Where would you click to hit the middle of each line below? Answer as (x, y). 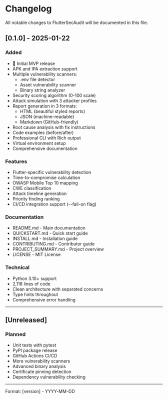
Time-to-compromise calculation (46, 177)
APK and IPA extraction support (45, 68)
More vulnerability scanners (41, 361)
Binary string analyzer (42, 90)
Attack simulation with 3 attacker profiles (54, 100)
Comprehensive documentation (45, 148)
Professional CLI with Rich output (46, 137)
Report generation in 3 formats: (45, 106)
